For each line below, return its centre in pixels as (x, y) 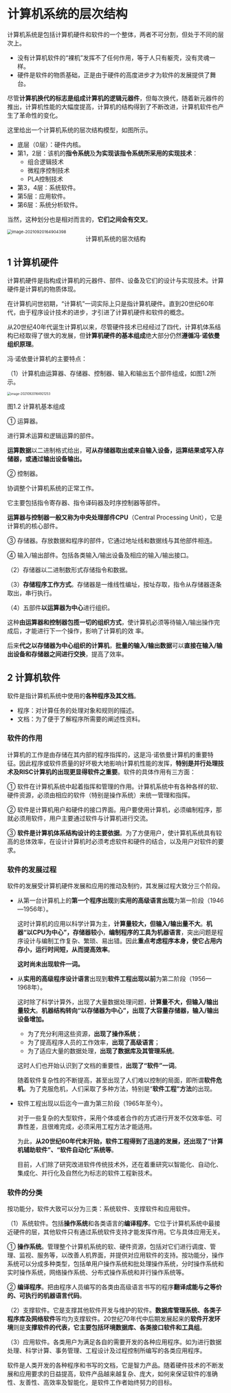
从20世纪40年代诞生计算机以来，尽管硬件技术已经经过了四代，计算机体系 (111, 327)
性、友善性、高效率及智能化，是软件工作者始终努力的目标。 (91, 1383)
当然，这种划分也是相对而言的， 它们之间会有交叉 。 (79, 219)
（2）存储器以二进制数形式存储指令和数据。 (69, 570)
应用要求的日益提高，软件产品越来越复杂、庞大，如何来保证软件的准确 (118, 1374)
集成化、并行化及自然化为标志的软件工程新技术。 (86, 1173)
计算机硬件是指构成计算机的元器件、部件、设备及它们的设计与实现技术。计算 (115, 280)
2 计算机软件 (34, 678)
